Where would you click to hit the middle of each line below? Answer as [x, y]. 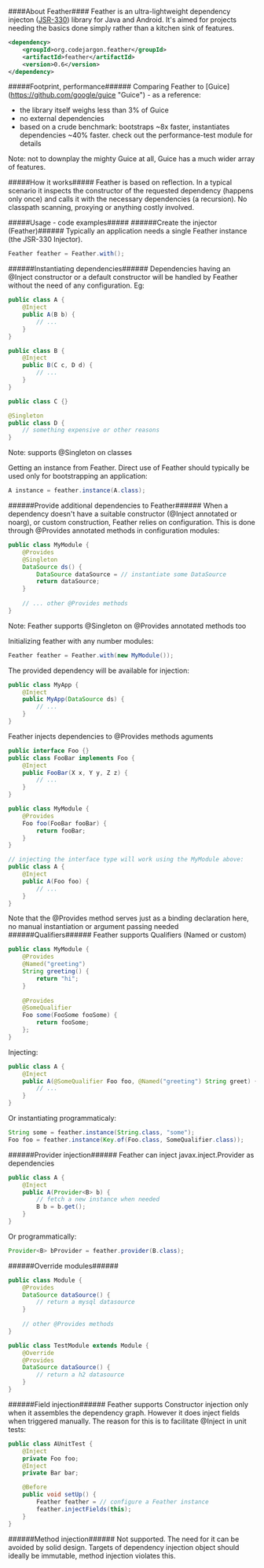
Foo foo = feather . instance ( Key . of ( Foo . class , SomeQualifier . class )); [126, 1140]
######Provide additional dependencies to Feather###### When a [118, 505]
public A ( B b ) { [49, 314]
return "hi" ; [58, 979]
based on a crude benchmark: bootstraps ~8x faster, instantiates [125, 127]
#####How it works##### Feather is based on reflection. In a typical [120, 182]
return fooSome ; [63, 1023]
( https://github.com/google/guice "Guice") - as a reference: [105, 95]
